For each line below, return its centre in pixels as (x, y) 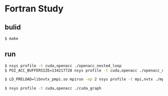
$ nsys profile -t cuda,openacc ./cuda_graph (53, 88)
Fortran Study (34, 9)
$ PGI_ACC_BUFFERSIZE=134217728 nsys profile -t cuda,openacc (71, 70)
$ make (12, 38)
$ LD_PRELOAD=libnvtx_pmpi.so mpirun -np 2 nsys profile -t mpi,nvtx (79, 79)
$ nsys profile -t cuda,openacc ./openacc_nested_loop (63, 65)
